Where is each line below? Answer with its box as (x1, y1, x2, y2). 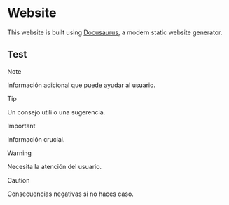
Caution (7, 176, 30, 184)
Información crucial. (7, 135, 65, 143)
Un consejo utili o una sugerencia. (7, 107, 106, 117)
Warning (7, 149, 32, 157)
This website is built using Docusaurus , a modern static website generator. (7, 28, 223, 37)
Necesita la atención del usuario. (7, 162, 102, 171)
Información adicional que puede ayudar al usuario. (7, 81, 156, 89)
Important (7, 121, 36, 130)
